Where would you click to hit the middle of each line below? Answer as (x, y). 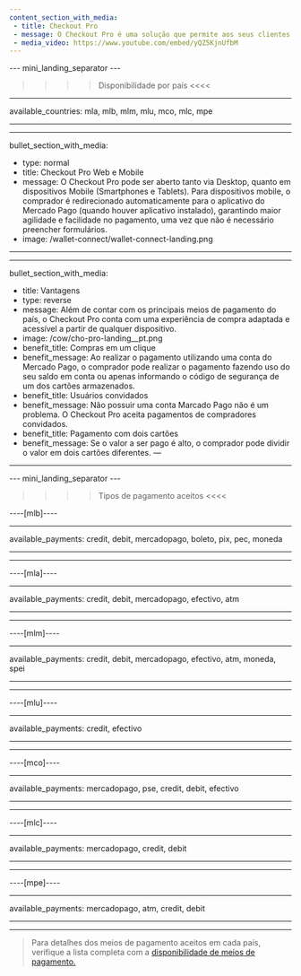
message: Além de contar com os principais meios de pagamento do (149, 309)
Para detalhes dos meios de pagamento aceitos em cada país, (146, 943)
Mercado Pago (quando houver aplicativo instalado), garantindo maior (152, 211)
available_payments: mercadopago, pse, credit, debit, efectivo (124, 789)
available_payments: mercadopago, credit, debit (98, 849)
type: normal (46, 163)
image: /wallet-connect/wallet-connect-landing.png (117, 240)
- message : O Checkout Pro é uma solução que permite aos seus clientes (152, 34)
